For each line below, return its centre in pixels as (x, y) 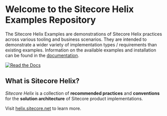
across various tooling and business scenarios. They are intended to (76, 39)
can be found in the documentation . (42, 55)
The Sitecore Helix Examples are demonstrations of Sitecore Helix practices (84, 34)
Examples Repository (51, 20)
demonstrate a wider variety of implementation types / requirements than (81, 44)
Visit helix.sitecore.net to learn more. (43, 108)
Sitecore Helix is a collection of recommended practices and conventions (82, 93)
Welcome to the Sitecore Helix (70, 9)
